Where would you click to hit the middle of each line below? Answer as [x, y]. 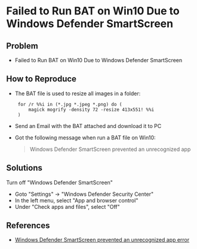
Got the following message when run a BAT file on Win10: [85, 137]
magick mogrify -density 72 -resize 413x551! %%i [91, 110]
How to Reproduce [41, 79]
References [28, 226]
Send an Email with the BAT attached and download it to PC [88, 126]
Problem [22, 46]
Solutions [24, 168]
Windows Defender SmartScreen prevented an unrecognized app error [102, 240]
